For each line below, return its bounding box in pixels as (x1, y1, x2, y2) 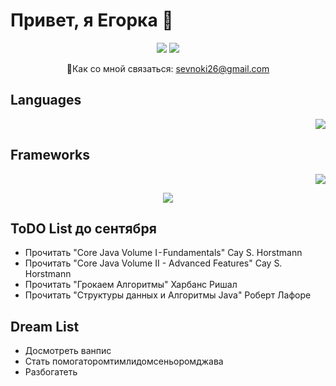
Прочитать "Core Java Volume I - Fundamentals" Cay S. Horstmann (24, 247, 303, 259)
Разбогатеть (24, 366, 78, 378)
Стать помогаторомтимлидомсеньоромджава (24, 355, 224, 368)
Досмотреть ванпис (24, 345, 112, 357)
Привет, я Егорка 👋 (10, 9, 174, 32)
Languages (10, 92, 82, 109)
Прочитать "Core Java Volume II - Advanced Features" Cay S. (24, 257, 283, 269)
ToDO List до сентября (10, 220, 157, 237)
